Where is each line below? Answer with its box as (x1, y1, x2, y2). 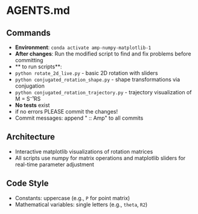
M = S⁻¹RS (14, 95, 41, 102)
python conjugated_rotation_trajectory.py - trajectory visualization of (14, 89, 192, 96)
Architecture (6, 132, 56, 142)
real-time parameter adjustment (14, 161, 95, 168)
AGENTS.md (6, 4, 71, 18)
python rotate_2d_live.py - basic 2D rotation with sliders (14, 70, 158, 76)
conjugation (14, 82, 45, 89)
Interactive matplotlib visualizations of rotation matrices (14, 148, 153, 155)
